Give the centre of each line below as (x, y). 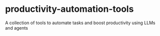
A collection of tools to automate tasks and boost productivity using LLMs (80, 23)
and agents (17, 28)
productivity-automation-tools (69, 9)
